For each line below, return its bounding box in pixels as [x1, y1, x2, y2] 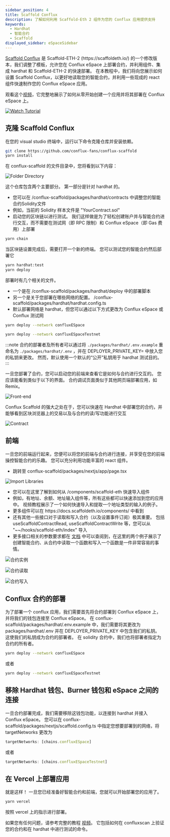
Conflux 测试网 [12, 312, 44, 318]
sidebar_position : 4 [5, 7, 49, 13]
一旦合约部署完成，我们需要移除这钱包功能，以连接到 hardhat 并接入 [5, 710, 148, 716]
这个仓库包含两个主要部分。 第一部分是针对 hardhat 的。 [5, 183, 123, 190]
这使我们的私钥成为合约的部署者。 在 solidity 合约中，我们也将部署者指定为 [5, 634, 162, 640]
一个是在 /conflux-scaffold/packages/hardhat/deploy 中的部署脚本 [12, 288, 151, 294]
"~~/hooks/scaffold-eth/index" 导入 [12, 526, 88, 533]
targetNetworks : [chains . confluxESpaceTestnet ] [5, 759, 108, 764]
